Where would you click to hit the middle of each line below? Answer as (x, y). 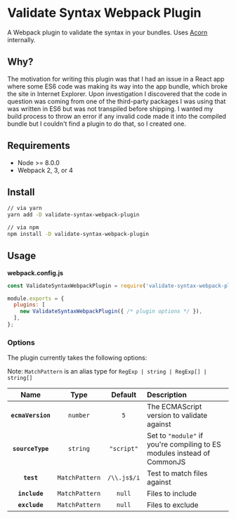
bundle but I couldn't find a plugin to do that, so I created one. (97, 124)
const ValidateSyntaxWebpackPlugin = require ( (77, 286)
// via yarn (25, 209)
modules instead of (178, 453)
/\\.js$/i (124, 478)
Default (124, 395)
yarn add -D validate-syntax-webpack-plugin (73, 215)
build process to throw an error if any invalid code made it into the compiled (117, 116)
